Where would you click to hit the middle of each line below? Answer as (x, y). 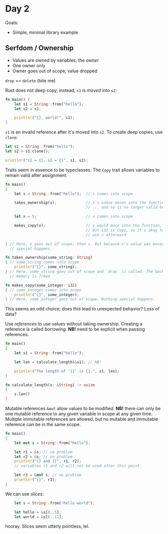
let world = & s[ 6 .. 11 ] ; (39, 517)
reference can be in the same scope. (43, 424)
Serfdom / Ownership (39, 48)
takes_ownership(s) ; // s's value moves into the (80, 203)
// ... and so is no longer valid (121, 208)
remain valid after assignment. (36, 175)
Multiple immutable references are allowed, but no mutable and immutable (82, 419)
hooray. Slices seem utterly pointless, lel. (47, 526)
